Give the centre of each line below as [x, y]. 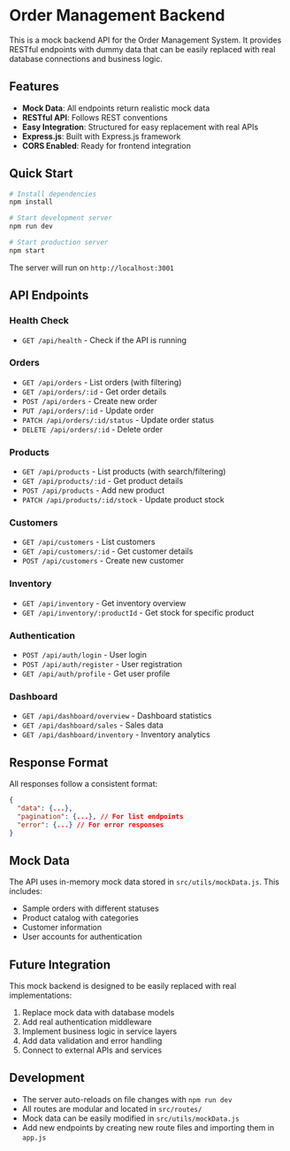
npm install [31, 202]
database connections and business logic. [86, 58]
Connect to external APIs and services [92, 1050]
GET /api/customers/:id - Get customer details [107, 551]
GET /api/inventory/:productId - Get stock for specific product [138, 612]
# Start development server [61, 218]
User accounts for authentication [82, 937]
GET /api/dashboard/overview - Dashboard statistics [117, 716]
